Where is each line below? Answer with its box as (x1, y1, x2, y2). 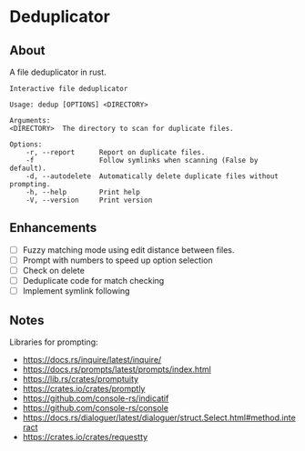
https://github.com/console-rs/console (22, 402, 168, 413)
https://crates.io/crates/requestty (22, 431, 148, 442)
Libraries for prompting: (9, 336, 98, 347)
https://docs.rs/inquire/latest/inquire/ (22, 354, 162, 365)
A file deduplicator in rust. (9, 66, 107, 77)
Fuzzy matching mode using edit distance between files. (22, 244, 235, 256)
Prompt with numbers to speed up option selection (22, 255, 213, 266)
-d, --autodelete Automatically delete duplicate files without (25, 172, 280, 181)
